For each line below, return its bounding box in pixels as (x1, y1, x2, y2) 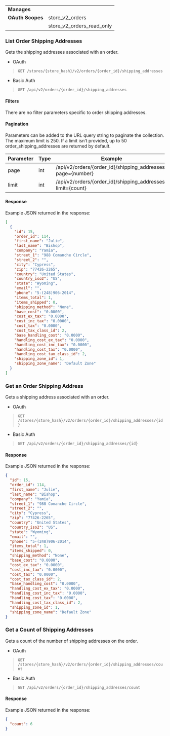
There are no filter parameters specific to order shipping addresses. (5, 109, 147, 116)
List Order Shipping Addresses (5, 38, 82, 45)
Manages (8, 6, 31, 13)
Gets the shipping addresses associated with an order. (5, 49, 119, 55)
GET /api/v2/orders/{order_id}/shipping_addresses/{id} (17, 441, 138, 447)
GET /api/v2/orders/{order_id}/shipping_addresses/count (17, 685, 141, 690)
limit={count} (55, 185, 87, 192)
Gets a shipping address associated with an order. (5, 394, 110, 400)
